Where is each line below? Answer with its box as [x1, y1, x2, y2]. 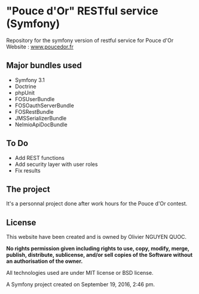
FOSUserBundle [14, 95, 55, 102]
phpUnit [14, 89, 35, 96]
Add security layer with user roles [14, 160, 98, 168]
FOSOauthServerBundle [14, 102, 75, 109]
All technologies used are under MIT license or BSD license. [6, 269, 154, 277]
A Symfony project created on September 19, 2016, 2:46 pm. [6, 281, 155, 288]
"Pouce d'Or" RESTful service [6, 4, 158, 18]
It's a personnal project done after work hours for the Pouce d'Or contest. [6, 200, 188, 207]
